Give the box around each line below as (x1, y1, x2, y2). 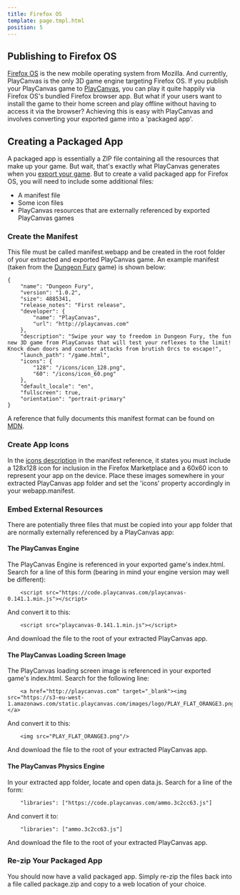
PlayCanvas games (17, 214, 75, 222)
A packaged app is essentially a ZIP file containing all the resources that (7, 154, 219, 163)
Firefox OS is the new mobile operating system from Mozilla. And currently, (7, 69, 229, 78)
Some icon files (17, 199, 64, 207)
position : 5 (7, 24, 43, 31)
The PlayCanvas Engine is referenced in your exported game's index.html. (7, 560, 226, 569)
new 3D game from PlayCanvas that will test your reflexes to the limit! (7, 339, 232, 346)
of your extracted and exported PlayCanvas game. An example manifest (7, 255, 219, 264)
